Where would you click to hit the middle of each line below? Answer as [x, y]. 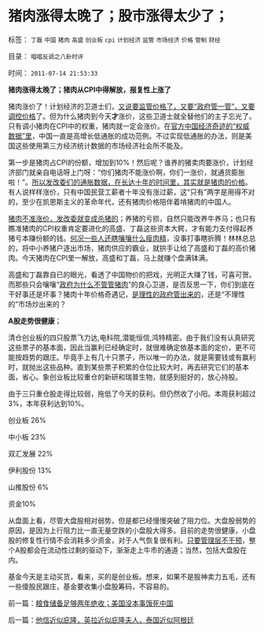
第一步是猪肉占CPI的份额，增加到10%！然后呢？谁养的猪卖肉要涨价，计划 [128, 162]
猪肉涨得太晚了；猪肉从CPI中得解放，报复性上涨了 [90, 89]
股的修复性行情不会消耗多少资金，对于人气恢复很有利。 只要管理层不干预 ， [128, 540]
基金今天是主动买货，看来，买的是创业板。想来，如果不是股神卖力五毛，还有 [132, 576]
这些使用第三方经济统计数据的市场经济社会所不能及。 [101, 146]
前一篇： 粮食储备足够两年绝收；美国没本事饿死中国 [91, 603]
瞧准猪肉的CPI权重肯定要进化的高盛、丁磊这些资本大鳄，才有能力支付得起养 [131, 228]
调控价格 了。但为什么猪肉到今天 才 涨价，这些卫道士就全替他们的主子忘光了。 [132, 116]
